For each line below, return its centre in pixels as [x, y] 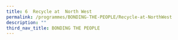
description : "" [26, 22]
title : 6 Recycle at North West [49, 11]
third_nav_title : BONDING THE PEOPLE [53, 28]
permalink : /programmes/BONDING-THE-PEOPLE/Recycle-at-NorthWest [89, 17]
